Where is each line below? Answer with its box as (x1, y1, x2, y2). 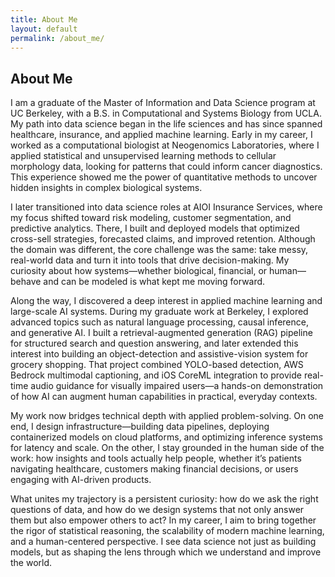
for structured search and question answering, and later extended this (10, 337, 299, 350)
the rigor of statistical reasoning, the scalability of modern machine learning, (10, 525, 325, 537)
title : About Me (10, 14, 78, 25)
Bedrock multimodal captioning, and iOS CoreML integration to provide (10, 369, 302, 381)
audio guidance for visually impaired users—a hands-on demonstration (30, 380, 324, 392)
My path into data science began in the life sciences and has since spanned (10, 118, 323, 130)
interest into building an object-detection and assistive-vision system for (10, 348, 309, 360)
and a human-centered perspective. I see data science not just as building (10, 536, 317, 548)
